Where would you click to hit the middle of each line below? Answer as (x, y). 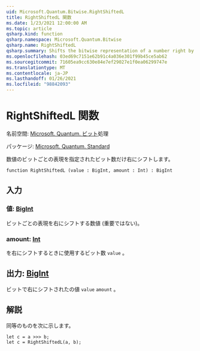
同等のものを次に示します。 (40, 325)
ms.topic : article (29, 28)
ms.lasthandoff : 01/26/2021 (41, 79)
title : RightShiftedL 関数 (39, 17)
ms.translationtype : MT (36, 67)
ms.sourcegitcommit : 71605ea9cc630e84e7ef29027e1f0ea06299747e (87, 62)
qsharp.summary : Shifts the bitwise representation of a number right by (100, 51)
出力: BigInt (28, 274)
